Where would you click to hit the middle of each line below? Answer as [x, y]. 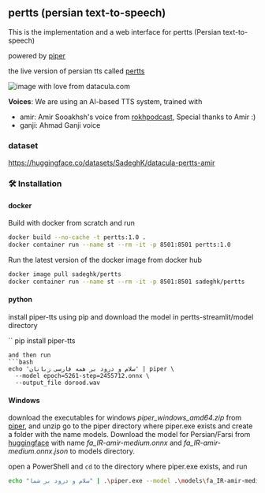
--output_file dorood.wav [58, 383]
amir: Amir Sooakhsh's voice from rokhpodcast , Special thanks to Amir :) [138, 117]
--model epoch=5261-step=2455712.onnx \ [82, 375]
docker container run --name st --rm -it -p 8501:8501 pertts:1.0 [119, 245]
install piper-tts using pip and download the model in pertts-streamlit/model [131, 317]
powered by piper [37, 55]
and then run [30, 355]
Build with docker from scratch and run [72, 223]
